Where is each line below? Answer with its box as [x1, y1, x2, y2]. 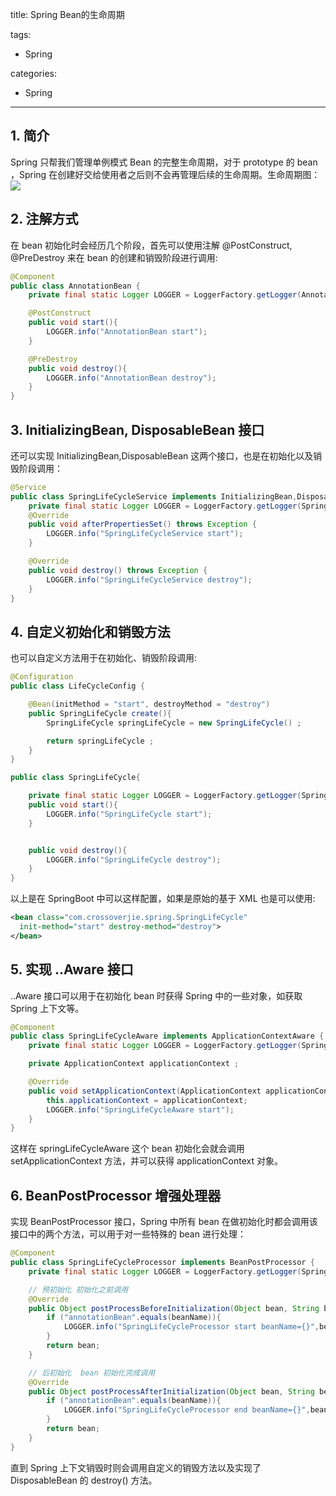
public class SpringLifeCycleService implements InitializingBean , [10, 491, 298, 502]
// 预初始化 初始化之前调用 [28, 1284, 129, 1295]
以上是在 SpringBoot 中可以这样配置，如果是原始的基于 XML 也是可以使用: [10, 893, 316, 905]
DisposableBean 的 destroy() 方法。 [10, 1474, 158, 1486]
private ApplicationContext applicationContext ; [28, 1059, 240, 1069]
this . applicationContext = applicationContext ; [46, 1095, 248, 1105]
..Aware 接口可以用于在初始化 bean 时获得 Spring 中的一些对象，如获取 [10, 989, 303, 1002]
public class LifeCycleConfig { [10, 681, 145, 692]
